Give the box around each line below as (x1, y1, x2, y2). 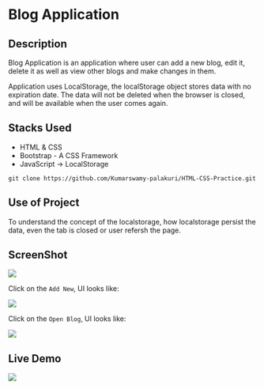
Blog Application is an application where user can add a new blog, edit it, (8, 58, 245, 67)
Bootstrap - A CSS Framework (19, 150, 119, 160)
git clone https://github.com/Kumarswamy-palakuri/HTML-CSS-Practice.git (8, 174, 257, 183)
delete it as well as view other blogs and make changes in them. (8, 66, 217, 76)
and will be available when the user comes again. (8, 99, 168, 108)
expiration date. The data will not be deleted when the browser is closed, (8, 90, 245, 100)
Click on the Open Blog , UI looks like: (8, 314, 126, 323)
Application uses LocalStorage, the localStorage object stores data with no (8, 81, 251, 91)
